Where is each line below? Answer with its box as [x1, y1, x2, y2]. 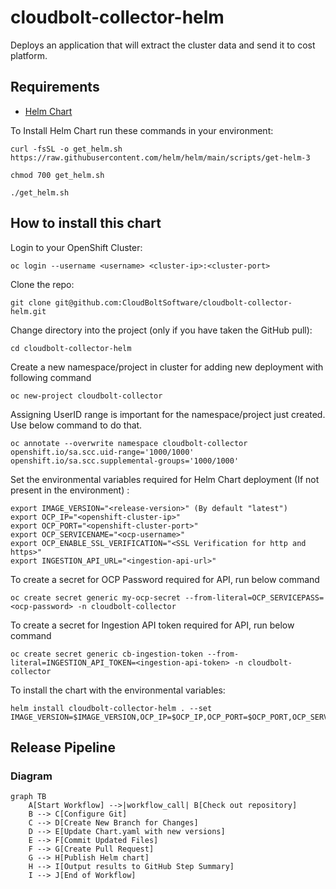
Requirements [10, 79, 100, 96]
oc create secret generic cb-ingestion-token [10, 649, 203, 659]
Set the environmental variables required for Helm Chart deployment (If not [10, 473, 320, 485]
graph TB [10, 792, 47, 802]
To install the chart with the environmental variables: [10, 684, 226, 696]
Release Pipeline [10, 739, 116, 756]
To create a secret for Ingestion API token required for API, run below [10, 619, 295, 631]
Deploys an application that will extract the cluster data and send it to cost [10, 39, 316, 51]
